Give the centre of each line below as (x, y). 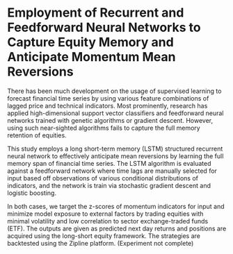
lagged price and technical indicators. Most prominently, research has (107, 105)
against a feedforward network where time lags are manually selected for (112, 171)
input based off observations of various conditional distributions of (103, 178)
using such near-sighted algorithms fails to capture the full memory (104, 128)
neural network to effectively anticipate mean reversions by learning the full (115, 156)
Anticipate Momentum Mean (91, 57)
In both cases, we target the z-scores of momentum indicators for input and (116, 206)
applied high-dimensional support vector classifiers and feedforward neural (115, 113)
